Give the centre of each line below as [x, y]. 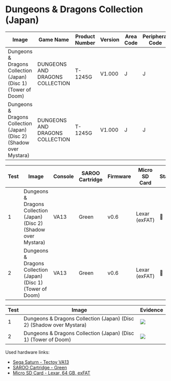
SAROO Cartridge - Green [40, 367]
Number [85, 43]
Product [85, 36]
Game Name [54, 39]
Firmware [119, 176]
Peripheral [155, 36]
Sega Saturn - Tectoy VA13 [41, 362]
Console [64, 176]
